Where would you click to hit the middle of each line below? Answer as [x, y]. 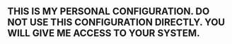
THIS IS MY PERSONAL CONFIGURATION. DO [109, 12]
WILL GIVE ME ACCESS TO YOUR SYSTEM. [104, 33]
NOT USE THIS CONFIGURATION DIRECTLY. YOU [116, 23]
